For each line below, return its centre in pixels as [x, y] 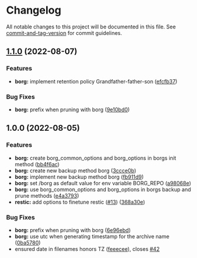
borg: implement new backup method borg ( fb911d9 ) [79, 177]
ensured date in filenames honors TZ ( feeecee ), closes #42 [87, 249]
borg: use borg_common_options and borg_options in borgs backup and [103, 189]
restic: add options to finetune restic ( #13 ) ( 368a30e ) [80, 202]
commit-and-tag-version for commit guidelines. [64, 33]
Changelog [34, 10]
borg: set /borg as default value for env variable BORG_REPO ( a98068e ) [103, 183]
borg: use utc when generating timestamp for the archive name [92, 236]
